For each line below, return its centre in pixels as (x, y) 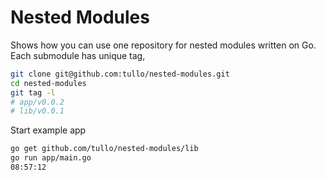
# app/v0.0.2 (37, 102)
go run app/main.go (51, 158)
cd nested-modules (48, 83)
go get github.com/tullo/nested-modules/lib (104, 149)
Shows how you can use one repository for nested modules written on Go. (163, 45)
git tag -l (33, 92)
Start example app (48, 130)
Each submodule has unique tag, (78, 55)
